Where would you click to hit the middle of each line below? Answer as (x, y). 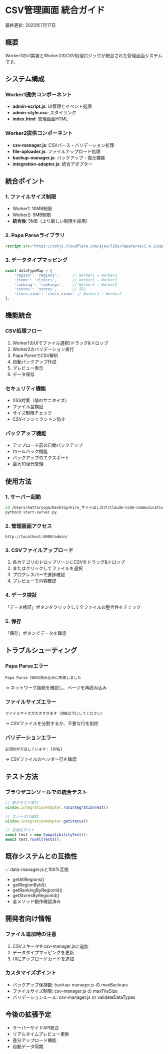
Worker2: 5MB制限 (32, 215)
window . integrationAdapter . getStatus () (47, 821)
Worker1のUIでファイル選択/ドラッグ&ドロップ (60, 343)
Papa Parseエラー (27, 666)
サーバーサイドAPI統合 (35, 1027)
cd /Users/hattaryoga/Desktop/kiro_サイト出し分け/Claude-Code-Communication (85, 507)
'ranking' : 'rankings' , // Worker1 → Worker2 (66, 285)
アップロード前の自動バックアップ (47, 445)
